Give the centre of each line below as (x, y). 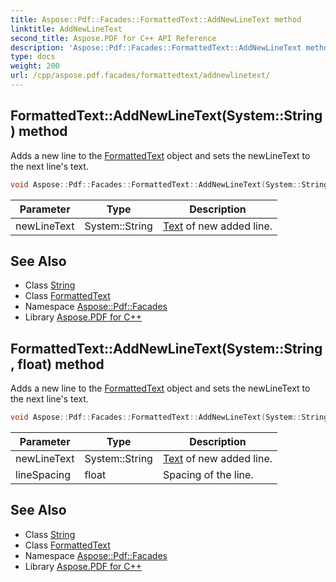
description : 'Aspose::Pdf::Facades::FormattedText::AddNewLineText (156, 47)
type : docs (33, 57)
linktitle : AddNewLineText (66, 29)
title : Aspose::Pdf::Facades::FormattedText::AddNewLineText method (156, 19)
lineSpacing (43, 475)
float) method (61, 364)
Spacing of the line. (208, 475)
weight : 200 (35, 66)
